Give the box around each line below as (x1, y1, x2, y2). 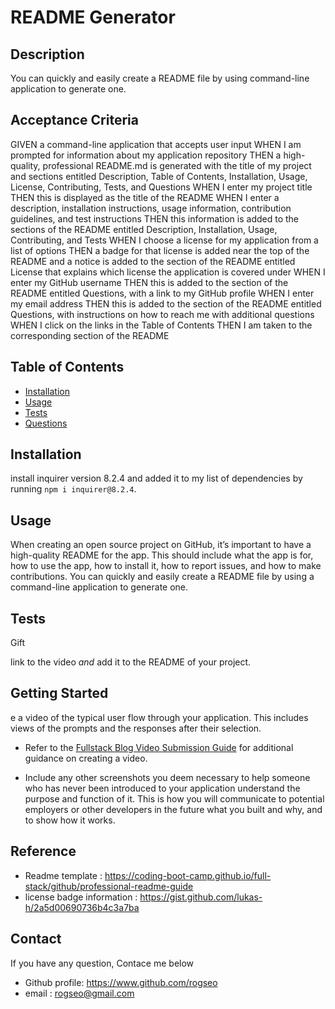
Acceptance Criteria (10, 112, 139, 129)
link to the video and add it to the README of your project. (10, 656, 252, 668)
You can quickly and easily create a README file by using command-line (10, 72, 310, 84)
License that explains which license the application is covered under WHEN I (10, 266, 326, 278)
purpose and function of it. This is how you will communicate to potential (24, 792, 325, 805)
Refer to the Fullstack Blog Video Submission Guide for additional (24, 741, 294, 753)
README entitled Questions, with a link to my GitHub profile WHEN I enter (10, 287, 315, 299)
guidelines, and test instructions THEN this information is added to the (10, 212, 299, 225)
